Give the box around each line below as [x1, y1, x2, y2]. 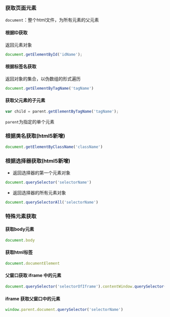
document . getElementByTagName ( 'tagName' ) [5, 86, 94, 91]
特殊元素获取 [5, 213, 37, 220]
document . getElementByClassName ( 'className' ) [5, 144, 103, 149]
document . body [5, 237, 35, 243]
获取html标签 [5, 249, 33, 255]
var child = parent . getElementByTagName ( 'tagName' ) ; [5, 109, 119, 114]
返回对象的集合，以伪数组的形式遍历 [5, 75, 81, 82]
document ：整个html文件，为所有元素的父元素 [5, 17, 99, 23]
